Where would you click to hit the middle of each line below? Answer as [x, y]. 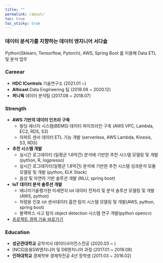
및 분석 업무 [16, 59]
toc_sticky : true [23, 23]
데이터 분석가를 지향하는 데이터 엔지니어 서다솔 [56, 41]
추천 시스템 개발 [27, 149]
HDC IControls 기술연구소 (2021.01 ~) [49, 83]
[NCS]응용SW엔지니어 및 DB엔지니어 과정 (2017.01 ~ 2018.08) [72, 250]
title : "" [15, 10]
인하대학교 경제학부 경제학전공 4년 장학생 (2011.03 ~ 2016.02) [72, 256]
